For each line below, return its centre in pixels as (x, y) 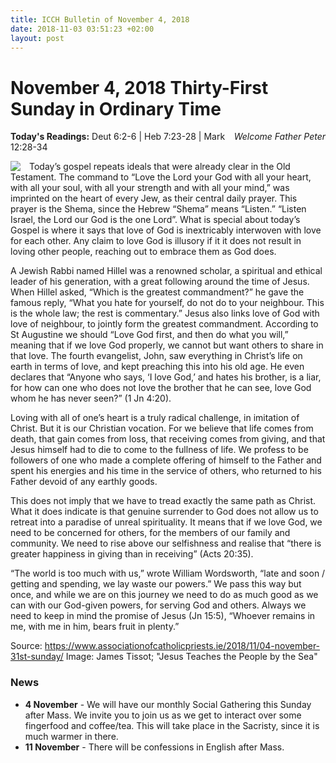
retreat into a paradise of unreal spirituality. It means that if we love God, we (166, 522)
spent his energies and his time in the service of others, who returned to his (166, 471)
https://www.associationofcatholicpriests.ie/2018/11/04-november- (182, 646)
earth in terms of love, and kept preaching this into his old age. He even (157, 367)
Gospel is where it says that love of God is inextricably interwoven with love (166, 230)
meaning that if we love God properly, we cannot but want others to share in (167, 345)
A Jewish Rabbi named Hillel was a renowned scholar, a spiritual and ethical (166, 271)
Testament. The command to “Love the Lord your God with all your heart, (161, 177)
